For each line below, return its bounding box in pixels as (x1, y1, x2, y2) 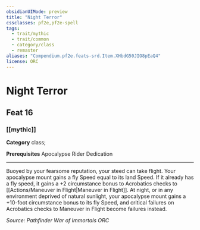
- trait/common (11, 36, 49, 42)
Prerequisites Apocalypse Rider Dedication (6, 150, 113, 157)
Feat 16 (6, 108, 33, 118)
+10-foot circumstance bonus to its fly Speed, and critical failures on (6, 199, 174, 206)
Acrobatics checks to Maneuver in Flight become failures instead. (6, 206, 167, 213)
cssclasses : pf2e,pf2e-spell (6, 20, 79, 26)
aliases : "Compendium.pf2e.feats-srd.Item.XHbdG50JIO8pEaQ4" (6, 53, 161, 59)
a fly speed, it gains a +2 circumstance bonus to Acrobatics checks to (6, 180, 177, 187)
